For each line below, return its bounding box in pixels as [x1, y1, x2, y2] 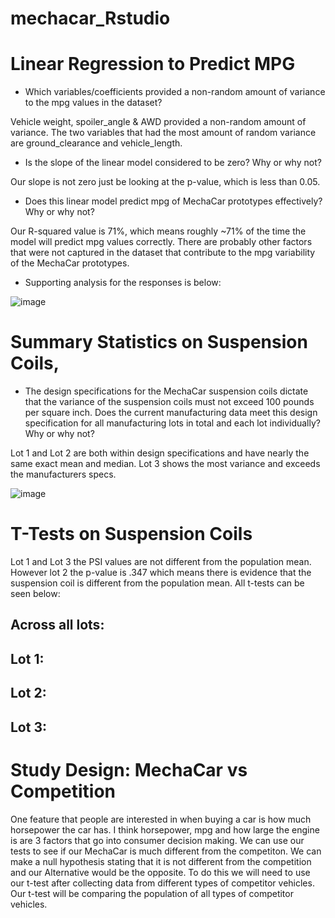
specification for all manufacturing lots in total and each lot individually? [24, 417, 321, 429]
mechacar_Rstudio [10, 7, 171, 30]
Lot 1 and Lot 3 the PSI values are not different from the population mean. [10, 556, 312, 567]
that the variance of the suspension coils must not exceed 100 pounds [24, 396, 315, 408]
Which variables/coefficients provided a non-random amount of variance [24, 86, 326, 98]
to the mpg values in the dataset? [24, 97, 163, 109]
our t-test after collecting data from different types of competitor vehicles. [10, 877, 315, 889]
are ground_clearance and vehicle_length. [10, 137, 183, 149]
